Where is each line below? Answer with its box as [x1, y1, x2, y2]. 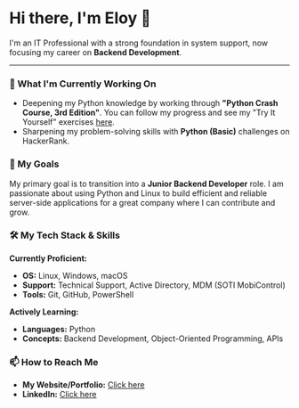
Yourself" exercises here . [21, 117, 116, 127]
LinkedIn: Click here [21, 389, 97, 400]
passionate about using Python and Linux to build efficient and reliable [9, 187, 268, 199]
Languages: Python [21, 323, 96, 334]
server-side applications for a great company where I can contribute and [9, 197, 276, 208]
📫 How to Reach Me [9, 355, 99, 368]
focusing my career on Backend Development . [9, 46, 182, 57]
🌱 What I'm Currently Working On [9, 78, 157, 90]
